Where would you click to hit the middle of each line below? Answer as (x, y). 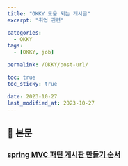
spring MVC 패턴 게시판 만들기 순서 (64, 154)
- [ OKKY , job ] (34, 52)
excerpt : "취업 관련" (35, 20)
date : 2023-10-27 (32, 96)
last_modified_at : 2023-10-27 (51, 103)
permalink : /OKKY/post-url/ (48, 65)
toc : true (22, 77)
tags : (15, 46)
